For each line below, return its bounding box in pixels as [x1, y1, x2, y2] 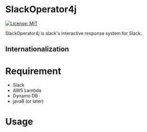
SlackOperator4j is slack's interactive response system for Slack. [5, 30, 142, 36]
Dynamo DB [12, 93, 38, 99]
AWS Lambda [12, 87, 42, 93]
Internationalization [5, 45, 69, 54]
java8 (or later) [12, 98, 44, 105]
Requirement [5, 65, 61, 77]
